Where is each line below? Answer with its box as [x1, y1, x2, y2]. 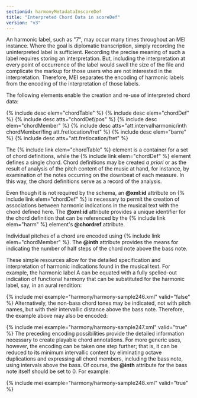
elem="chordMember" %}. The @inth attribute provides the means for [6, 239, 179, 246]
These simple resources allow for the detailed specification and [6, 257, 161, 264]
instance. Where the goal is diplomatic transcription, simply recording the [6, 42, 185, 49]
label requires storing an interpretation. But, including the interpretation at [6, 55, 185, 62]
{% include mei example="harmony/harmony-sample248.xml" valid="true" [6, 380, 189, 387]
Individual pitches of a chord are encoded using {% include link [6, 232, 161, 239]
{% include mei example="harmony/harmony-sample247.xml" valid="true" [6, 324, 188, 331]
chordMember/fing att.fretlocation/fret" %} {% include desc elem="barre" [6, 128, 186, 135]
